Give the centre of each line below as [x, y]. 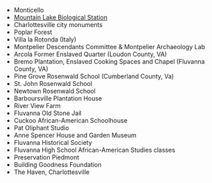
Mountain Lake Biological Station [60, 17]
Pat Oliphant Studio [41, 128]
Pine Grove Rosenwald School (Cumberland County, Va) [94, 76]
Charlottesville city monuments [58, 25]
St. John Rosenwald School [53, 84]
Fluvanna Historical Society [53, 142]
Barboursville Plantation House [58, 98]
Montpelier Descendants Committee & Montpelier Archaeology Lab [109, 47]
